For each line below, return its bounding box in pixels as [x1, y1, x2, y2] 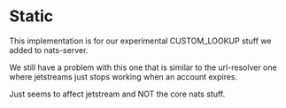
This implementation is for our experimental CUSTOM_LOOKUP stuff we [9, 35, 272, 46]
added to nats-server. [9, 44, 89, 55]
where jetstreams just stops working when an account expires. [9, 71, 238, 81]
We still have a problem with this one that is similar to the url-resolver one [9, 62, 277, 73]
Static [9, 6, 54, 27]
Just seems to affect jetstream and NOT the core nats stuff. [9, 89, 226, 99]
